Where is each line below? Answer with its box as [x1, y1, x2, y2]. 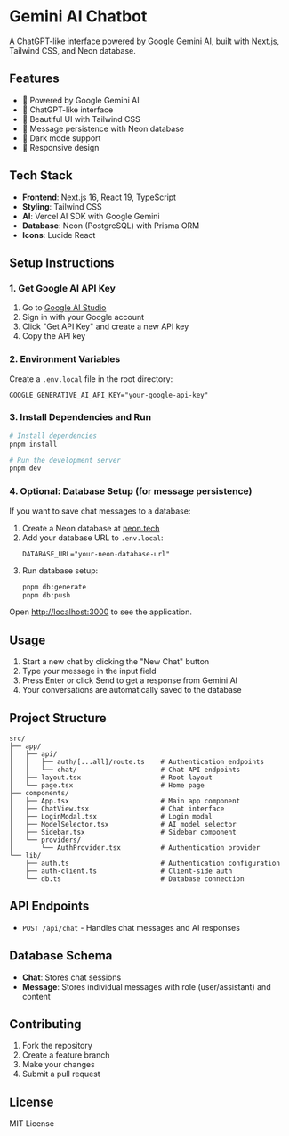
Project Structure [9, 711, 107, 726]
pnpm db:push [21, 590, 71, 599]
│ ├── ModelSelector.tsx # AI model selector [9, 820, 237, 829]
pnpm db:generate [21, 582, 87, 591]
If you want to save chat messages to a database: [9, 506, 191, 516]
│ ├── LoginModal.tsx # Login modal [9, 812, 213, 821]
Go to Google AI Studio [21, 302, 107, 313]
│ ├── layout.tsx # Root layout [9, 773, 213, 782]
